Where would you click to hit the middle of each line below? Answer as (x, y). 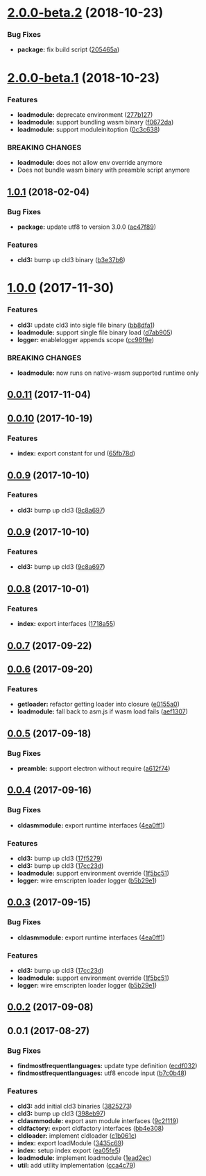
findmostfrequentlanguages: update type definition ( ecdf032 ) (107, 1065)
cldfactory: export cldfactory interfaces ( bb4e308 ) (91, 1129)
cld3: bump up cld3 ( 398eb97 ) (61, 1113)
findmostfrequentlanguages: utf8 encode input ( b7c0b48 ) (102, 1073)
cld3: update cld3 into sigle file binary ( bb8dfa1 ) (86, 325)
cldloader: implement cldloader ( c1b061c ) (77, 1136)
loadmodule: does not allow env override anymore (90, 163)
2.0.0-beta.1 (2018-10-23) (84, 78)
